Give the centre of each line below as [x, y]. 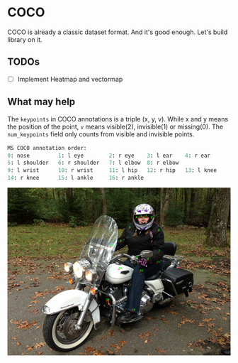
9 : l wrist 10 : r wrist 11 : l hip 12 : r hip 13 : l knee [112, 170]
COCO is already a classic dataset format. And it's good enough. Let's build [118, 32]
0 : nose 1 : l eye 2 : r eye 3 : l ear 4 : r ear [109, 156]
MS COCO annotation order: [47, 148]
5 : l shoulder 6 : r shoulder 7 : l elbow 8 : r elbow [93, 163]
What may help [41, 102]
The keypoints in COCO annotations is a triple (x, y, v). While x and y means [118, 119]
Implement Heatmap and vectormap [70, 79]
